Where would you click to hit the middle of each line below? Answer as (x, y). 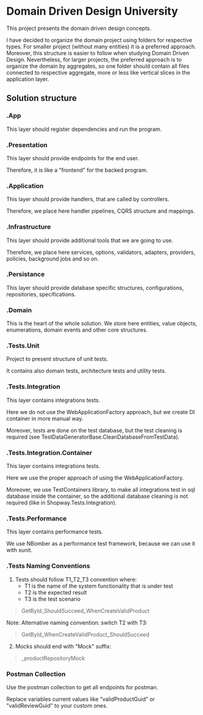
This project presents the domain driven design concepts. (79, 28)
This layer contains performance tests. (55, 532)
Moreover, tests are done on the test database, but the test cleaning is (94, 430)
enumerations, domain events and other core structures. (77, 330)
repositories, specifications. (41, 294)
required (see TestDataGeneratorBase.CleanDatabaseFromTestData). (93, 437)
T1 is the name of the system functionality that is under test (99, 586)
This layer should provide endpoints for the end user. (73, 158)
